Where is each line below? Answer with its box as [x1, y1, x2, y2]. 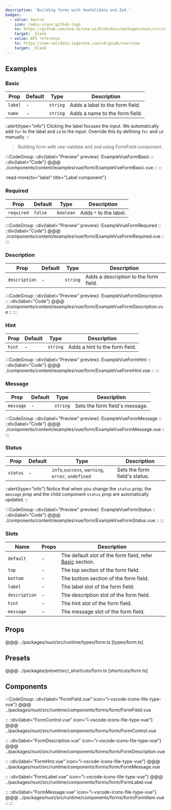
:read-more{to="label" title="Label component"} [5, 174, 107, 181]
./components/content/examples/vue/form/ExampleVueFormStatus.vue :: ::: [5, 517, 164, 523]
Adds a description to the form [85, 273, 159, 280]
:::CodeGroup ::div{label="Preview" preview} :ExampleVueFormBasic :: [5, 154, 154, 160]
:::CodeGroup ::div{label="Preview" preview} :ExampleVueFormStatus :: [5, 506, 156, 512]
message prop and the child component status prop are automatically [5, 491, 149, 497]
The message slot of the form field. [61, 608, 145, 615]
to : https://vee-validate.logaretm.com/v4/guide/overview [14, 41, 140, 46]
